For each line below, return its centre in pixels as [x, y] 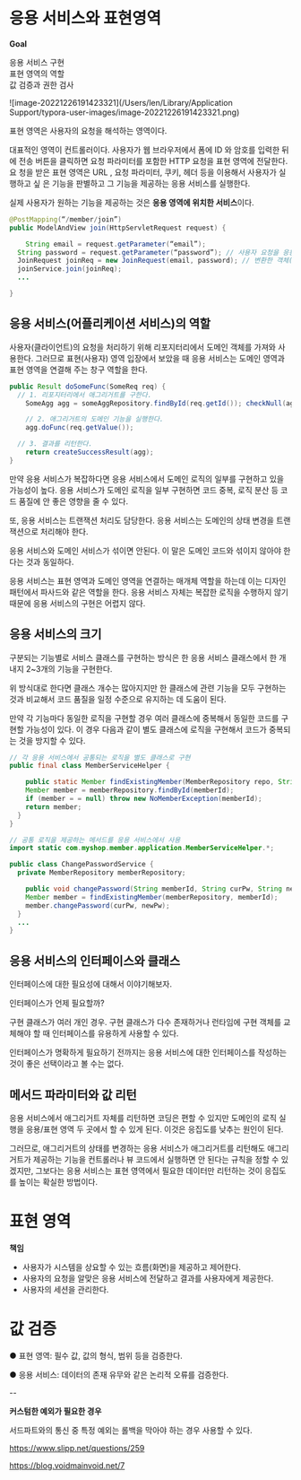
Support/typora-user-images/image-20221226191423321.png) [125, 112]
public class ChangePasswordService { [82, 865]
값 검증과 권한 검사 [42, 84]
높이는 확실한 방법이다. [58, 1181]
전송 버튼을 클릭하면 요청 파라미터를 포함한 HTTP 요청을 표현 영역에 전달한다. [153, 161]
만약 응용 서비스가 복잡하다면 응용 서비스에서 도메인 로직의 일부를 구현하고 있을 [147, 479]
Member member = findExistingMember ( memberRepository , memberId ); [152, 897]
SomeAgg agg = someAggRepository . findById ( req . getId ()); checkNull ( [156, 403]
